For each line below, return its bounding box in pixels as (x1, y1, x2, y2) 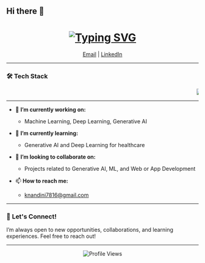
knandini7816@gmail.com (24, 191, 89, 198)
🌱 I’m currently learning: (15, 129, 78, 137)
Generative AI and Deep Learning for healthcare (24, 141, 145, 148)
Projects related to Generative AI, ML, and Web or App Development (24, 165, 196, 172)
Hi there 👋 (6, 6, 45, 16)
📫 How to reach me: (15, 177, 68, 184)
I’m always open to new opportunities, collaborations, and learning (6, 226, 174, 233)
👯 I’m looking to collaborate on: (15, 153, 96, 160)
